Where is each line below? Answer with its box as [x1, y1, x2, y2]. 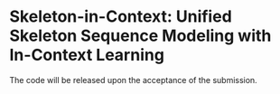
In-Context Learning [9, 45, 165, 65]
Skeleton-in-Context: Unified [9, 6, 232, 27]
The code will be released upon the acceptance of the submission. [9, 74, 257, 85]
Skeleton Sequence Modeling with [9, 25, 272, 46]
